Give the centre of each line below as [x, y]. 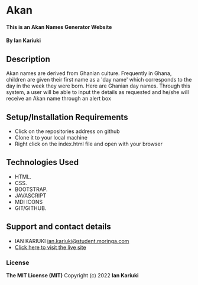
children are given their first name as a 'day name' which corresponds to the [99, 80]
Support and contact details [59, 227]
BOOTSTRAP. [31, 189]
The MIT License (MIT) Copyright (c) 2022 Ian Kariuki [72, 275]
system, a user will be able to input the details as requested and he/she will [98, 92]
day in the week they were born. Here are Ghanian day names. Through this [98, 86]
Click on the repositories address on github [67, 131]
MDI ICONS [29, 202]
